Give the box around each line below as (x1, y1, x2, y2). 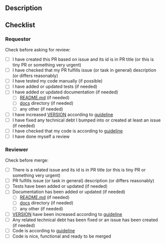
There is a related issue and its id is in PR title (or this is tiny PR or (12, 167, 146, 173)
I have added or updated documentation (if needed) (12, 89, 118, 95)
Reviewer (5, 146, 28, 153)
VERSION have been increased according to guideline (12, 211, 122, 217)
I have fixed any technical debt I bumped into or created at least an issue (12, 117, 161, 123)
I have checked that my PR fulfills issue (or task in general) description (12, 67, 157, 73)
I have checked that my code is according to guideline (12, 128, 123, 134)
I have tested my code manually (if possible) (12, 78, 103, 84)
